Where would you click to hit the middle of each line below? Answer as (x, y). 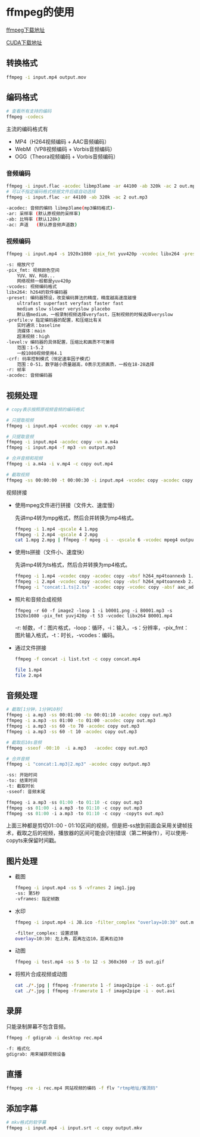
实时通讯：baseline (39, 325)
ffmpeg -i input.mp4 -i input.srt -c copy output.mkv (74, 1128)
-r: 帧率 (16, 370)
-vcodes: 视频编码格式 (32, 287)
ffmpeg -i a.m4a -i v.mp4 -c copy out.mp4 (60, 464)
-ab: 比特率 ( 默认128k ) (33, 219)
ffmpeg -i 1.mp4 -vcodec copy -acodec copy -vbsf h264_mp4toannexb (100, 576)
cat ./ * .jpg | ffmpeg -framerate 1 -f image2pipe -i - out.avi (95, 991)
